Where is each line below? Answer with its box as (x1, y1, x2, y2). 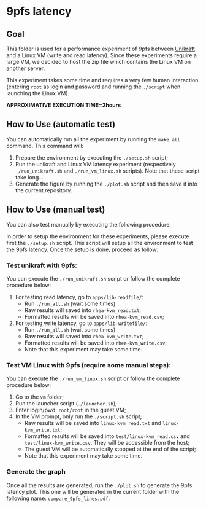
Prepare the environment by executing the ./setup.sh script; (15, 154, 169, 161)
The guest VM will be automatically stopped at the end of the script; (24, 445, 196, 453)
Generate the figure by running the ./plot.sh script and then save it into (15, 180, 198, 187)
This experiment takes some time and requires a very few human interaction (6, 77, 199, 84)
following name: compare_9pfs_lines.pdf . (6, 494, 110, 502)
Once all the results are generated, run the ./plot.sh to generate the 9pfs (6, 481, 193, 489)
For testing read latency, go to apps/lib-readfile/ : (15, 293, 144, 300)
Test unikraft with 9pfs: (6, 261, 78, 270)
